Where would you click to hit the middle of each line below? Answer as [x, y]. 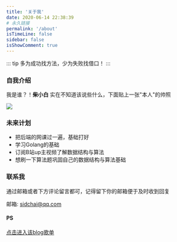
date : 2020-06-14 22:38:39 [40, 17]
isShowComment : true [32, 46]
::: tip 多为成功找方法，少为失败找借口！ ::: [58, 63]
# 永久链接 [18, 23]
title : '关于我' [25, 12]
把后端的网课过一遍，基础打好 [52, 137]
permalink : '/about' [32, 29]
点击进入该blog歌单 [30, 232]
